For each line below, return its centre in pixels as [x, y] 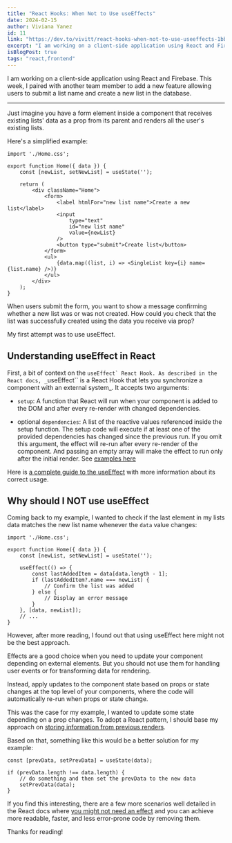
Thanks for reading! [35, 832]
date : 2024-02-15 [32, 20]
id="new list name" [97, 227]
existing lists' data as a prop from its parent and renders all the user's [106, 120]
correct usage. [28, 479]
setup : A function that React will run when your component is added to [117, 401]
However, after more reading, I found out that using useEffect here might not [116, 635]
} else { [45, 592]
